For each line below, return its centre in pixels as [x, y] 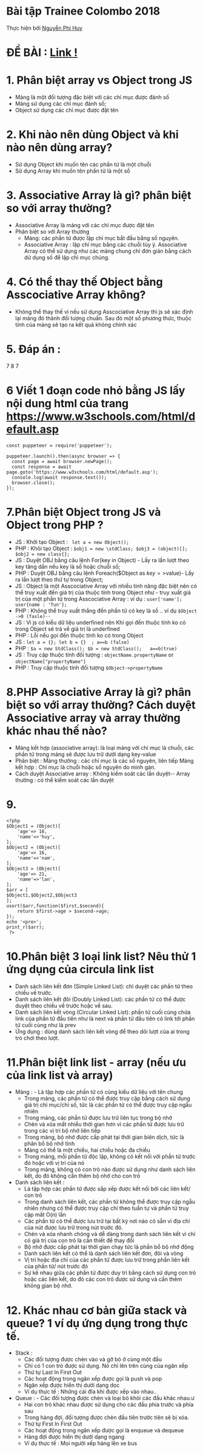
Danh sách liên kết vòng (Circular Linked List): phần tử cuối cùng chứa [103, 1012]
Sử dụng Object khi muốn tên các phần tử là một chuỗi [83, 164]
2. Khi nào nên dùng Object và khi [92, 135]
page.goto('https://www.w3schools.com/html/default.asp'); [82, 472]
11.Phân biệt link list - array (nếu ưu [96, 1062]
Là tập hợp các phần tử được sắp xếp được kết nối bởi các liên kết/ [107, 1189]
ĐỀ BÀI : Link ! [42, 53]
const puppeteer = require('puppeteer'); [59, 445]
